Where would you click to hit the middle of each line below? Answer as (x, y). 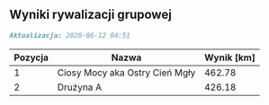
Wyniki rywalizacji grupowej (91, 15)
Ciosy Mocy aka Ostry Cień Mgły (126, 73)
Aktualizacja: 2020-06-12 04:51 (70, 35)
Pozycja (31, 57)
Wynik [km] (230, 57)
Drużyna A (79, 87)
